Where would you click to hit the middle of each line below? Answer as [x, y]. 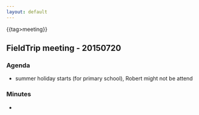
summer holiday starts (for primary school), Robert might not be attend [104, 79]
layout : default [27, 12]
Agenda [18, 65]
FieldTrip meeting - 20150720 [64, 48]
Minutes [19, 94]
